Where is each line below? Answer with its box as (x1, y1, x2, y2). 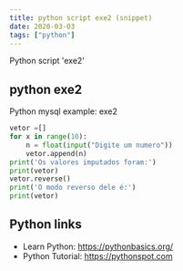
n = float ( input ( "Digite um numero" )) (25, 141, 173, 150)
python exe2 (9, 81, 83, 97)
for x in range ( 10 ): (9, 132, 88, 141)
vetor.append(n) (25, 149, 88, 158)
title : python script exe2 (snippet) (9, 13, 153, 23)
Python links (9, 216, 82, 233)
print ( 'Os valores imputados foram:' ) (9, 157, 157, 167)
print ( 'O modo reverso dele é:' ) (9, 183, 137, 193)
